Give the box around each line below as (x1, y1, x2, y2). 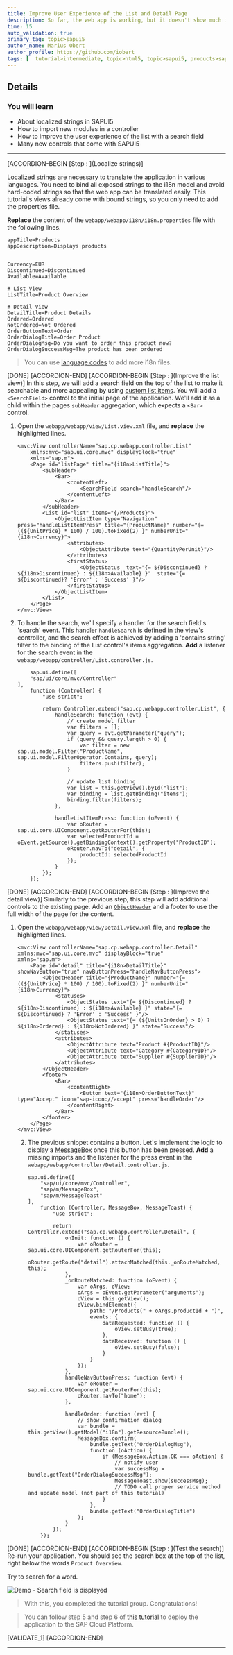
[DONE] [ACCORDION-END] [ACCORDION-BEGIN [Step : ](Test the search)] (7, 1545, 224, 1553)
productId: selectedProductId (79, 851, 167, 858)
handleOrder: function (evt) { (64, 1411, 156, 1418)
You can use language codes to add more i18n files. (24, 358, 172, 366)
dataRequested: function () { (102, 1320, 189, 1327)
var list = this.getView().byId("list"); (67, 785, 189, 792)
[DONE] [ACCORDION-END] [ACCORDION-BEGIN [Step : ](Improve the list (7, 372, 220, 380)
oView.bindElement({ (77, 1302, 137, 1309)
